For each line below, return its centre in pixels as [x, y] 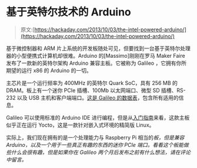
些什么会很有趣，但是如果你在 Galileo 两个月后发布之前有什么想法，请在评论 [98, 152]
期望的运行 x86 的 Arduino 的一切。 [49, 70]
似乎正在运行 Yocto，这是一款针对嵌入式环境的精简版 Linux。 [80, 125]
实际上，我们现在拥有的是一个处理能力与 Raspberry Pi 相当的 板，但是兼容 [95, 137]
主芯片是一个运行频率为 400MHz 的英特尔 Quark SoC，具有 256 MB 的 [92, 83]
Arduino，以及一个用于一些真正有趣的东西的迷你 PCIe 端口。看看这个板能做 [98, 144]
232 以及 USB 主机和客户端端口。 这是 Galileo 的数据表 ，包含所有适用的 [93, 97]
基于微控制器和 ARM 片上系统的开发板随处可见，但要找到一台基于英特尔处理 [98, 48]
